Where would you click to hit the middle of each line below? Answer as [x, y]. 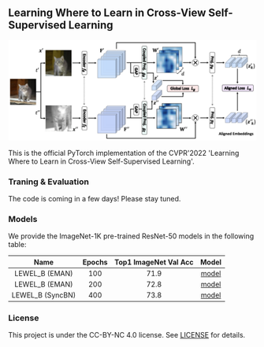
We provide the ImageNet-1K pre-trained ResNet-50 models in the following [131, 236]
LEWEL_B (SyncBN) [44, 295]
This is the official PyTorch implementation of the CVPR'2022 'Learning [124, 153]
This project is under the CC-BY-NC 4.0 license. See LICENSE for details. [127, 335]
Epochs [95, 262]
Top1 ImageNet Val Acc [154, 262]
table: [17, 245]
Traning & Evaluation [48, 182]
